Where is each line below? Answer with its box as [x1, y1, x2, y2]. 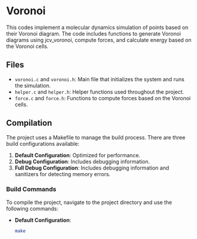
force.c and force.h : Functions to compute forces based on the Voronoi [14, 94, 191, 101]
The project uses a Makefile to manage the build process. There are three [6, 133, 186, 141]
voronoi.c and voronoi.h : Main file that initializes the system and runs [14, 75, 185, 82]
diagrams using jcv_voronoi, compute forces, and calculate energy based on [6, 36, 192, 43]
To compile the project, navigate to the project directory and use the [6, 199, 173, 206]
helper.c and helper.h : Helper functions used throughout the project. [14, 88, 185, 95]
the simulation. [14, 82, 51, 89]
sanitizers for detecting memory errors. [14, 170, 111, 177]
